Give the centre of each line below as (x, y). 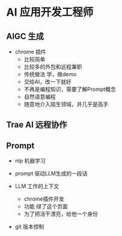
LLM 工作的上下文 (37, 186)
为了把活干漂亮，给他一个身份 (61, 214)
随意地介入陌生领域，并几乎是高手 (66, 104)
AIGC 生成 (25, 36)
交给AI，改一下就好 (48, 82)
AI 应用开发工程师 (50, 12)
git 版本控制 (29, 227)
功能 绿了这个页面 (46, 207)
